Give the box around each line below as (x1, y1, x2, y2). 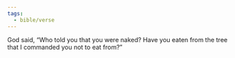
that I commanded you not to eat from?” (7, 43, 123, 51)
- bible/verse (13, 17, 55, 23)
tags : (7, 10, 23, 17)
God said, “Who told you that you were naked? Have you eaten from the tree (7, 35, 228, 43)
